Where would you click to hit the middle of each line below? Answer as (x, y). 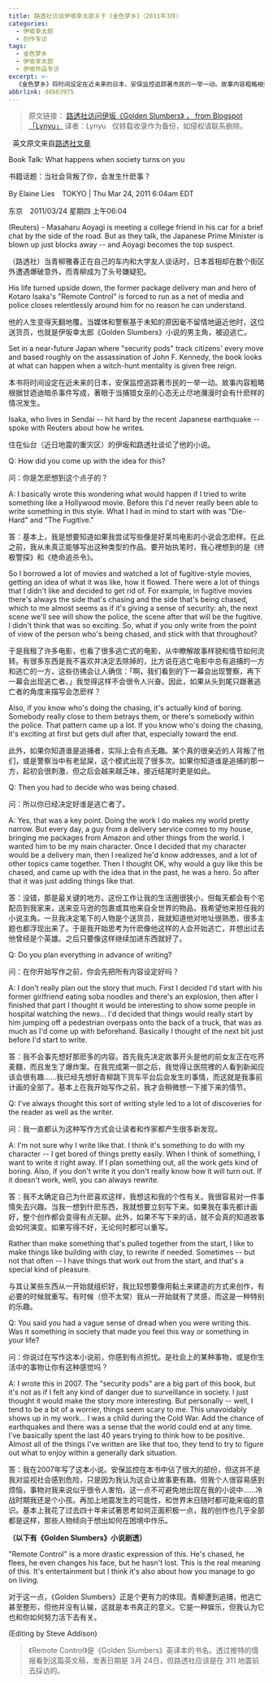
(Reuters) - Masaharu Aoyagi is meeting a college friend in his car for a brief (136, 227)
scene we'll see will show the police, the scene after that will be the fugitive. (136, 617)
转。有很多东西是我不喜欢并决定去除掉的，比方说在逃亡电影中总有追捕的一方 (136, 661)
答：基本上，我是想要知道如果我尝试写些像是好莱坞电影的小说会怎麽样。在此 (136, 537)
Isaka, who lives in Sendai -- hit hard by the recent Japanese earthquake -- (134, 420)
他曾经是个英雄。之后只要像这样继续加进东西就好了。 (97, 938)
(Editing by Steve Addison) (53, 1633)
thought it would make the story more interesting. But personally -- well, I (131, 1401)
